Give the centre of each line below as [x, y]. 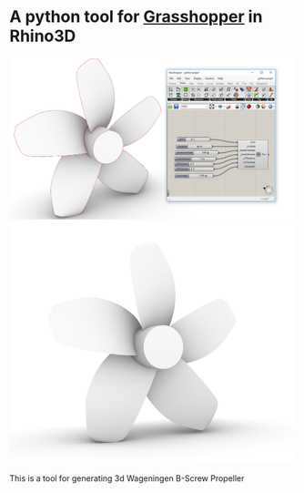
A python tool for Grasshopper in [136, 17]
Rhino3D [43, 36]
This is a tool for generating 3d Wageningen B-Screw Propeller [127, 478]
